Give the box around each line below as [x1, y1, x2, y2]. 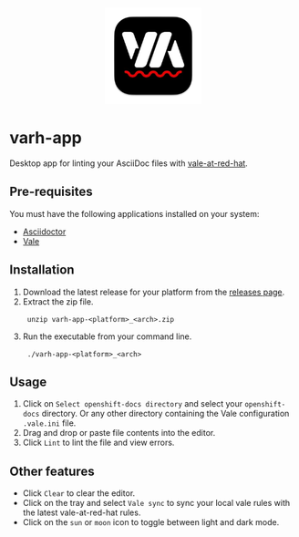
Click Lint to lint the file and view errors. [22, 437, 175, 449]
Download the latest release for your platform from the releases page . [22, 286, 285, 297]
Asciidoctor [22, 226, 67, 237]
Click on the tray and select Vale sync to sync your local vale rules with [22, 498, 291, 509]
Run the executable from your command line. [22, 331, 192, 342]
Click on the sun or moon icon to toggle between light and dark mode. [22, 517, 280, 528]
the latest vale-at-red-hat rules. [22, 507, 141, 518]
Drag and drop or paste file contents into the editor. [22, 428, 216, 439]
